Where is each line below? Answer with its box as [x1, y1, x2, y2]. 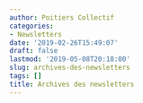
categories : [9, 21, 54, 30]
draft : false [9, 47, 58, 56]
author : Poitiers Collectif [9, 13, 115, 22]
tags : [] [9, 72, 42, 81]
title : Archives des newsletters [9, 80, 135, 89]
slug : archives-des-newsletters [9, 64, 130, 73]
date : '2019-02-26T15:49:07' [9, 38, 119, 47]
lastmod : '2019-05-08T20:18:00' [9, 55, 130, 64]
